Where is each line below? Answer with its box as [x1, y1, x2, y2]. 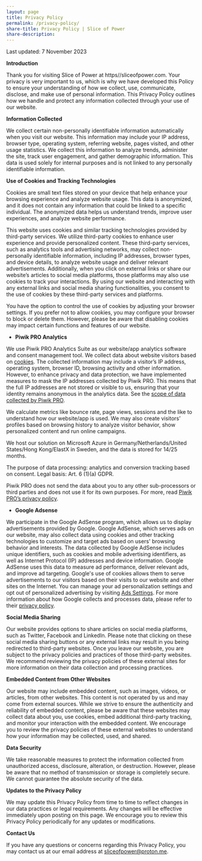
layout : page [6, 8, 39, 15]
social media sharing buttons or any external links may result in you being [6, 638, 189, 646]
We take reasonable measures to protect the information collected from [6, 756, 184, 763]
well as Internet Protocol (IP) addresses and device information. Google [6, 557, 184, 565]
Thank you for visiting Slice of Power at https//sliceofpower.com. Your [6, 71, 180, 79]
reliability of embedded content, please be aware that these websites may [6, 707, 190, 714]
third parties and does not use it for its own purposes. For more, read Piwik [6, 488, 192, 496]
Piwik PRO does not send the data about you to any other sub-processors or [6, 482, 196, 489]
